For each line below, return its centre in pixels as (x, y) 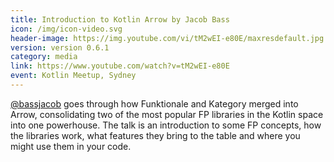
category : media (44, 57)
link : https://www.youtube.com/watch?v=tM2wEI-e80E (120, 66)
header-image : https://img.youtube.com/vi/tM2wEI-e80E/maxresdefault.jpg (167, 38)
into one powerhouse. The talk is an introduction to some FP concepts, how (166, 125)
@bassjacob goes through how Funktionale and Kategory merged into (154, 103)
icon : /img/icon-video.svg (66, 29)
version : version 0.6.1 (60, 47)
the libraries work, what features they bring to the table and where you (155, 135)
